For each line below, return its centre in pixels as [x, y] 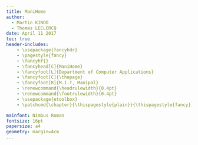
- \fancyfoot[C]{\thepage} [50, 77]
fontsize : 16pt [25, 121]
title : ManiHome [26, 11]
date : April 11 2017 [32, 34]
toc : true [18, 39]
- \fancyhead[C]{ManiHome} [50, 66]
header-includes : [27, 45]
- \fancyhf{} [33, 61]
